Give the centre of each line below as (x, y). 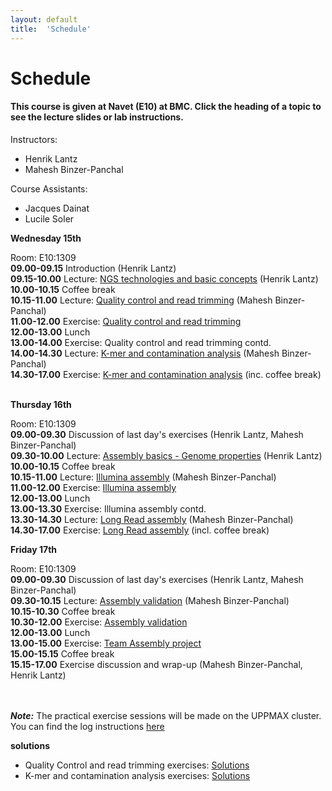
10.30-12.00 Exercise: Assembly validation (99, 622)
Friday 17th (34, 549)
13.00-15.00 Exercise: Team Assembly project (106, 643)
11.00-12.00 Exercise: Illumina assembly (93, 487)
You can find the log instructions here (87, 726)
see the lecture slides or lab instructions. (97, 117)
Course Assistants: (49, 188)
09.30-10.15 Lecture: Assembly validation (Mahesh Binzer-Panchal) (150, 600)
